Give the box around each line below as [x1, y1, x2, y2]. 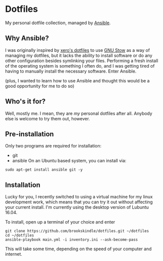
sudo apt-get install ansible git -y [5, 167, 83, 172]
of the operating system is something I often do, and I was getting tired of [5, 63, 155, 69]
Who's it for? [5, 97, 46, 106]
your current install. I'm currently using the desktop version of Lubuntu [5, 204, 149, 210]
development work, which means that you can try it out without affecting [5, 199, 153, 205]
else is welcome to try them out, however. [5, 115, 90, 121]
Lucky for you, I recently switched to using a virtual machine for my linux [5, 194, 153, 200]
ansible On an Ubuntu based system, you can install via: [12, 158, 127, 164]
